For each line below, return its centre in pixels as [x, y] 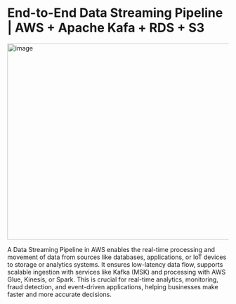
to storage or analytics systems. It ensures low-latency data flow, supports [115, 264]
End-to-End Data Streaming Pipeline [115, 13]
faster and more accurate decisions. [60, 294]
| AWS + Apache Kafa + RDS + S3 [106, 28]
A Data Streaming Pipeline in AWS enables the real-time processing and [111, 249]
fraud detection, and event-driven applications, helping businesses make [113, 286]
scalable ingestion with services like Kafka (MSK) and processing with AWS [117, 272]
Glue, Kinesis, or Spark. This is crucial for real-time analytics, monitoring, [113, 279]
